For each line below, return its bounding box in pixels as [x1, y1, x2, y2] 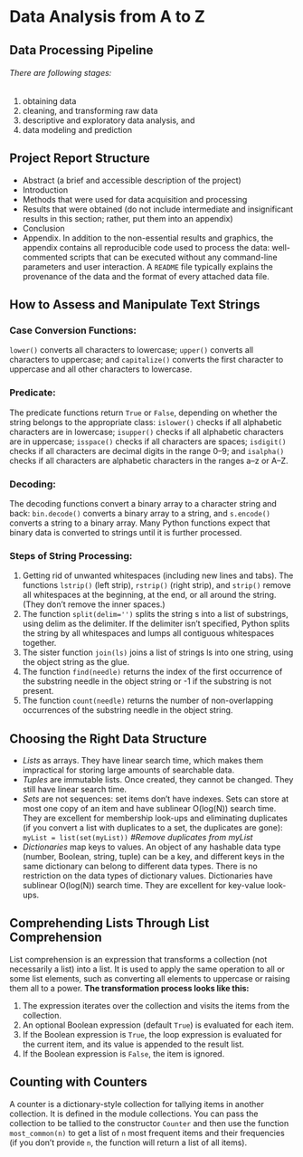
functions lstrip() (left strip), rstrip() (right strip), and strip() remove [22, 580, 291, 591]
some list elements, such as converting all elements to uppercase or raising [9, 972, 291, 983]
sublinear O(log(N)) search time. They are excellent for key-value [22, 879, 265, 890]
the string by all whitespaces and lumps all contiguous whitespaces [22, 628, 274, 639]
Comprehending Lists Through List [9, 915, 210, 931]
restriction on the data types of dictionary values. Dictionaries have [22, 870, 273, 881]
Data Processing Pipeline [9, 43, 154, 58]
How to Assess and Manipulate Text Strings [9, 297, 260, 312]
